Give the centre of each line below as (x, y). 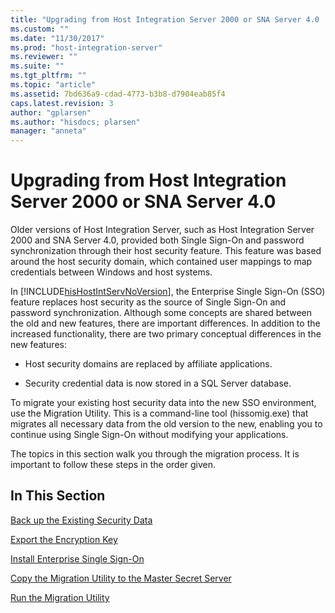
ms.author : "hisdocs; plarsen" (75, 122)
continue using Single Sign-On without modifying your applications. (149, 435)
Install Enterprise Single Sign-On (77, 558)
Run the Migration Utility (60, 597)
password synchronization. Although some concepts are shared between (161, 313)
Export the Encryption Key (64, 539)
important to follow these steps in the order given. (113, 465)
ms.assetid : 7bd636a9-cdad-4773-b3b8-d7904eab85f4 (118, 94)
